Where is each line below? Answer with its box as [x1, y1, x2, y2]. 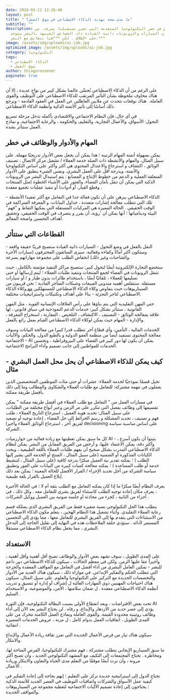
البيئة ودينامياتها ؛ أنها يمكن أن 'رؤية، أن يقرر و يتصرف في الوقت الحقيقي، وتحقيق [6, 210, 157, 216]
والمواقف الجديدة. [6, 689, 40, 695]
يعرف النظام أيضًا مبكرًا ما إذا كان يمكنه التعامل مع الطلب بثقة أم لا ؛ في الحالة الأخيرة [6, 483, 165, 489]
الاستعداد [6, 539, 31, 548]
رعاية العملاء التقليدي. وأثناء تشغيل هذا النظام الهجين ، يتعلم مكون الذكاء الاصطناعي [6, 509, 161, 515]
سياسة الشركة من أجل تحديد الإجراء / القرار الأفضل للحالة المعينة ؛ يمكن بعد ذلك [6, 468, 156, 474]
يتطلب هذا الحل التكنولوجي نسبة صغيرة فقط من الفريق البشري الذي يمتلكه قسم [6, 503, 157, 509]
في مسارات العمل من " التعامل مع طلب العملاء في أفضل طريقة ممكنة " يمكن [6, 399, 153, 405]
